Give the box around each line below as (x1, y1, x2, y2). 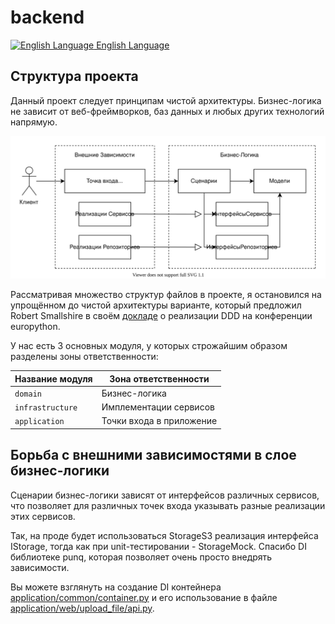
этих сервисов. (10, 510, 76, 522)
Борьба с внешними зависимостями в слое (10, 447, 297, 464)
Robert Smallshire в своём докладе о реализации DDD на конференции (10, 310, 313, 322)
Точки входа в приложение (101, 415, 218, 427)
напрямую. (10, 116, 58, 128)
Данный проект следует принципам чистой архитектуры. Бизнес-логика (10, 94, 322, 106)
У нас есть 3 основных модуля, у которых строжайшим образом (10, 340, 288, 352)
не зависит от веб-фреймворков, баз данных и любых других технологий (10, 105, 325, 117)
